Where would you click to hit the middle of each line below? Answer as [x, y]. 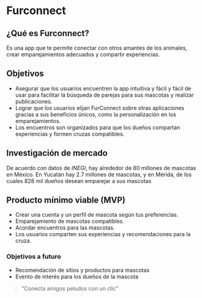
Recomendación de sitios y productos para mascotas [82, 270]
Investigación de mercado [57, 153]
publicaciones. [34, 101]
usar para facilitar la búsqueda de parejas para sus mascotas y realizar [104, 95]
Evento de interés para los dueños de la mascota [77, 277]
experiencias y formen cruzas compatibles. [70, 134]
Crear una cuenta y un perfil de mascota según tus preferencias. [97, 215]
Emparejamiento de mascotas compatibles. [69, 222]
